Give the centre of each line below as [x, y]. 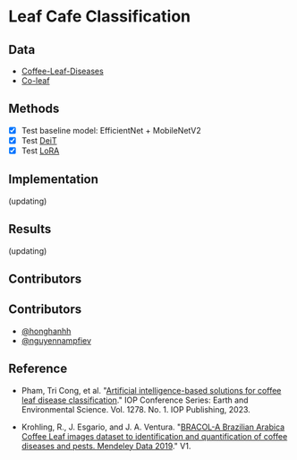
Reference [38, 369]
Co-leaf [35, 81]
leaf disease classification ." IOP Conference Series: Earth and [135, 400]
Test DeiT [39, 140]
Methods [34, 109]
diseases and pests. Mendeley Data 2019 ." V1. [106, 446]
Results [30, 229]
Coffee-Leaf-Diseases [62, 71]
